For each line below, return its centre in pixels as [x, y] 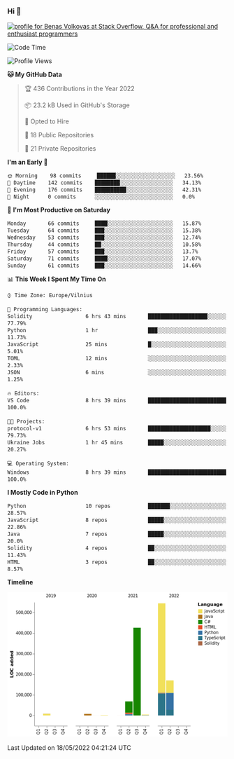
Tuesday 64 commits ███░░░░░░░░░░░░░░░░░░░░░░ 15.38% [104, 231]
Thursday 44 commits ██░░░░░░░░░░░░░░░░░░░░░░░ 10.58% [104, 245]
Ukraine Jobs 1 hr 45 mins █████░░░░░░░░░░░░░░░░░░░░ [117, 443]
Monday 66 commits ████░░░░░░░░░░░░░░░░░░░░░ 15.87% [104, 224]
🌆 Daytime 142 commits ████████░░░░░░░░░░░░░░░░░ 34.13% [104, 183]
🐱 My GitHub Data [35, 75]
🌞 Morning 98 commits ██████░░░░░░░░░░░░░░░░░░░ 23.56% [105, 176]
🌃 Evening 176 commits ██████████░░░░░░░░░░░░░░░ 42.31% [104, 190]
